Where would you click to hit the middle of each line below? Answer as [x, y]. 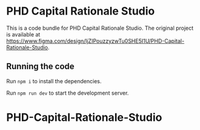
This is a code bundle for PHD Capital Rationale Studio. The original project [100, 28]
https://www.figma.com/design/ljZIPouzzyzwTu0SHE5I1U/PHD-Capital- [95, 41]
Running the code [40, 67]
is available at [23, 34]
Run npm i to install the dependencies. [54, 81]
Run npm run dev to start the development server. [68, 93]
